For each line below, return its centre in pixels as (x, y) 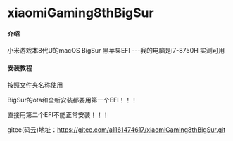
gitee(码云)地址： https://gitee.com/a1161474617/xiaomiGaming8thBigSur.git (116, 129)
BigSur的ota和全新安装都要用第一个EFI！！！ (73, 100)
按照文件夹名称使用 (35, 85)
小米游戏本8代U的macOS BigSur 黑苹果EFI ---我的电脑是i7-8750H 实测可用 (116, 51)
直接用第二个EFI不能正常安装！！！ (58, 114)
